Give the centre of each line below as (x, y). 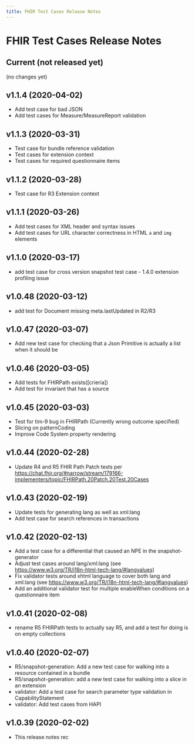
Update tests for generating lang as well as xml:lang (77, 512)
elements (26, 239)
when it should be (36, 350)
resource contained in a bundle (52, 673)
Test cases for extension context (54, 155)
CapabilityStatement (39, 698)
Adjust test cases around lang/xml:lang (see (68, 563)
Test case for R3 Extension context (57, 194)
